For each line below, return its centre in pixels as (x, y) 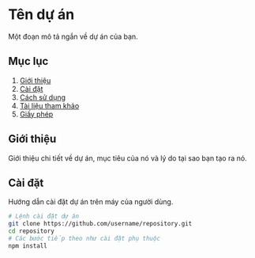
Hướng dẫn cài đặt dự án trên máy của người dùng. (91, 202)
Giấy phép (36, 114)
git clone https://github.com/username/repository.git (100, 224)
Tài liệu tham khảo (49, 105)
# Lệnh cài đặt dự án (44, 216)
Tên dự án (41, 15)
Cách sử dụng (42, 97)
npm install (28, 246)
